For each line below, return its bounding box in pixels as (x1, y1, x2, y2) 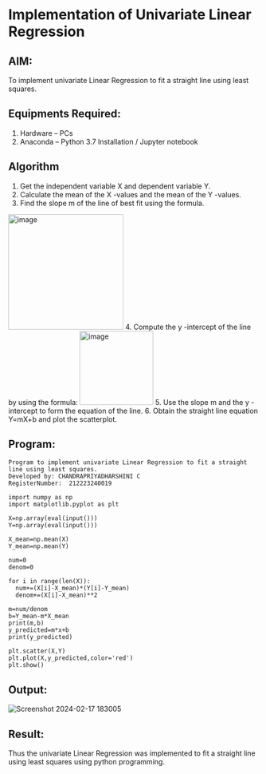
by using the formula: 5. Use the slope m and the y (8, 397, 249, 407)
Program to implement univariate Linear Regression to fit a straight (8, 458, 248, 466)
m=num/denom (8, 605, 48, 613)
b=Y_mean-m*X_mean (8, 613, 69, 621)
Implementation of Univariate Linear (8, 6, 252, 24)
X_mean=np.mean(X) (8, 535, 69, 544)
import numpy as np (8, 494, 73, 502)
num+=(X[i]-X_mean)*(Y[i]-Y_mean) (15, 585, 130, 593)
